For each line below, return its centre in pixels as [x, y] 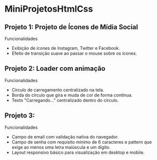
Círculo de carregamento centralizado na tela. [58, 90]
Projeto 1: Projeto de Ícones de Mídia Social [71, 27]
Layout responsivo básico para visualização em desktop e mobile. [78, 152]
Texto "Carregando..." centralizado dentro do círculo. [65, 100]
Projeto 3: [20, 116]
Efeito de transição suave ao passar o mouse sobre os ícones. [74, 53]
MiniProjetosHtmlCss [49, 9]
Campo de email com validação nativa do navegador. [65, 137]
